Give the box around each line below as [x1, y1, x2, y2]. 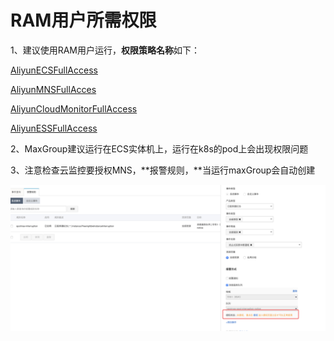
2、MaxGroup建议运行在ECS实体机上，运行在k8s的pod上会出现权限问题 [10, 142, 309, 155]
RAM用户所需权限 [10, 9, 157, 32]
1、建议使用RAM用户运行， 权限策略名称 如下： [10, 44, 201, 56]
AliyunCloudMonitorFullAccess [10, 102, 138, 115]
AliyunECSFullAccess [10, 64, 98, 76]
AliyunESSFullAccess [10, 122, 98, 134]
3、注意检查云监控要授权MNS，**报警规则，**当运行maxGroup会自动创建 [10, 164, 316, 176]
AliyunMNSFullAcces [10, 83, 97, 95]
